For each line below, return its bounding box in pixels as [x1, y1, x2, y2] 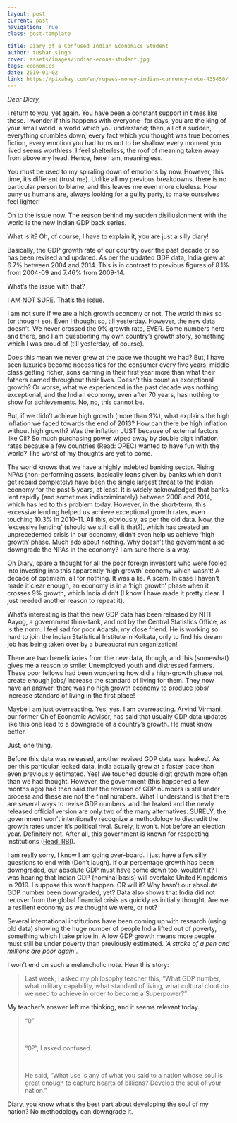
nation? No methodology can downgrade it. [7, 1107, 133, 1115]
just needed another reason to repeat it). [7, 596, 125, 605]
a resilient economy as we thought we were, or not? [7, 903, 157, 911]
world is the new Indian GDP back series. [7, 218, 127, 226]
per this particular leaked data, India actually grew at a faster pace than [7, 762, 214, 770]
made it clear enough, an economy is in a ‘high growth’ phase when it [7, 581, 209, 590]
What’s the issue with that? [7, 281, 86, 290]
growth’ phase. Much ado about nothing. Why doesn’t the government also [7, 538, 225, 546]
